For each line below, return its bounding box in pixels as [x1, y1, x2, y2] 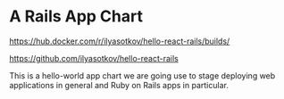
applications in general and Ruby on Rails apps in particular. [9, 79, 230, 90]
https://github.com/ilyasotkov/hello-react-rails [9, 53, 179, 63]
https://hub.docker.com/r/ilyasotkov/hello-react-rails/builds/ [9, 36, 230, 46]
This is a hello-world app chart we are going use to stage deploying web [9, 70, 276, 81]
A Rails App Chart [9, 6, 143, 27]
